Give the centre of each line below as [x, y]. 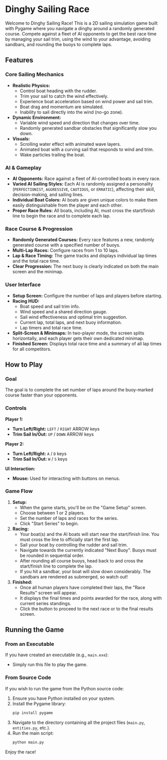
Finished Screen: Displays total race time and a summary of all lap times [87, 343]
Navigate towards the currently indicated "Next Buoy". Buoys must [88, 550]
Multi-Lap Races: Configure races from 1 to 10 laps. [66, 250]
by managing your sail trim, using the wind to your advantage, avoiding [78, 39]
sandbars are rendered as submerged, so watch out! [74, 577]
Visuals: [21, 138]
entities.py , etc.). [31, 727]
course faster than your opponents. [42, 395]
